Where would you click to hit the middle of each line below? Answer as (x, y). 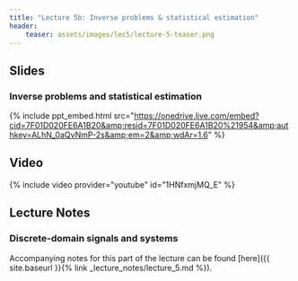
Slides (27, 70)
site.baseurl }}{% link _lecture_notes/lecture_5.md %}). (111, 268)
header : (24, 26)
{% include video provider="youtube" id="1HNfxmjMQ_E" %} (122, 184)
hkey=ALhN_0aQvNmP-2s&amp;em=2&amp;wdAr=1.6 (109, 135)
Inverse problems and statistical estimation (105, 96)
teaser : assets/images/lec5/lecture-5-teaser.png (120, 34)
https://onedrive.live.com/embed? (197, 116)
